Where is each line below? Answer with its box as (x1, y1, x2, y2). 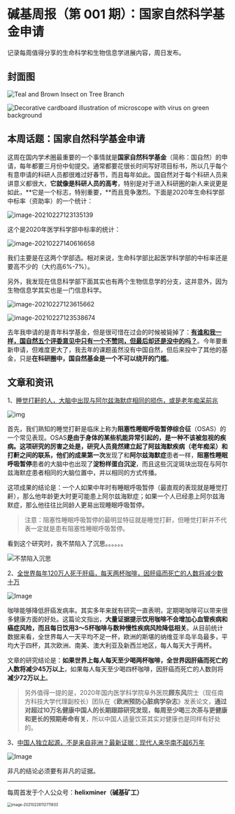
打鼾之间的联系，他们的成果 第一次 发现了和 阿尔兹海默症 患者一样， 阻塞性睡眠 (7, 451, 228, 459)
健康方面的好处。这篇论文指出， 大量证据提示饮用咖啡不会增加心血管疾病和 (13, 615, 228, 624)
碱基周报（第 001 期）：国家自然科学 (7, 6, 213, 22)
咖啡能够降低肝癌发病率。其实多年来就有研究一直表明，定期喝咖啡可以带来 (7, 606, 222, 615)
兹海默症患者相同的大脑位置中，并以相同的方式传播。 (7, 468, 161, 477)
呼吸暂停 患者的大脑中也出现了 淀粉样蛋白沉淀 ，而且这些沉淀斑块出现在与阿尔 (7, 460, 228, 468)
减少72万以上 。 (7, 673, 52, 682)
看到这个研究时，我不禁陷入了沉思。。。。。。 (7, 540, 127, 548)
